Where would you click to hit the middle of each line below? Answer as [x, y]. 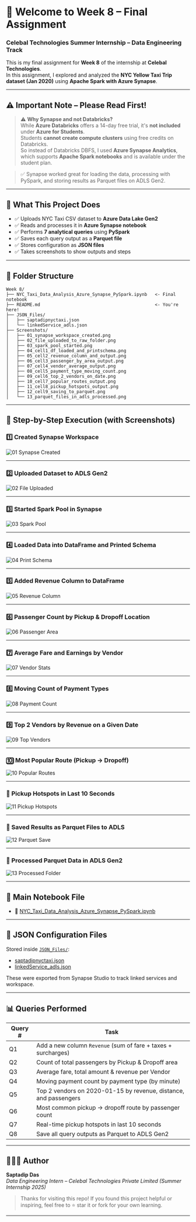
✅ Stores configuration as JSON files [59, 245]
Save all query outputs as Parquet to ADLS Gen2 [103, 1134]
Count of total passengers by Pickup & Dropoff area [107, 1062]
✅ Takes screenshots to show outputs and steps [73, 252]
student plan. [36, 163]
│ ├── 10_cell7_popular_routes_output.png [61, 381]
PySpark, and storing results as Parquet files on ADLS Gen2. [93, 181]
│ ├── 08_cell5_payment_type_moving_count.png [66, 371]
